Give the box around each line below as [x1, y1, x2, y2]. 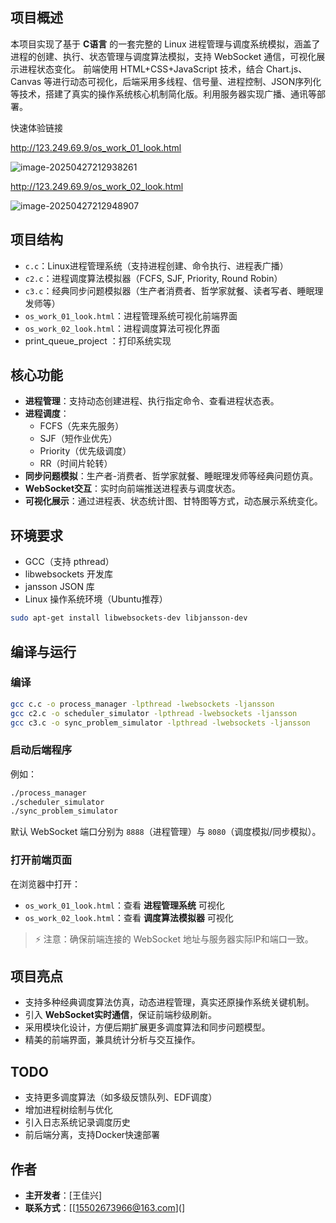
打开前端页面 [10, 853, 73, 867]
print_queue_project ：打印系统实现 [24, 334, 172, 347]
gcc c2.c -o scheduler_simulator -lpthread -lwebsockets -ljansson [10, 708, 298, 718]
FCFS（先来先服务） [39, 420, 125, 432]
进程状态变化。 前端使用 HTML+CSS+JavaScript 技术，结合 [18, 63, 264, 75]
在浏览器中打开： [10, 878, 81, 890]
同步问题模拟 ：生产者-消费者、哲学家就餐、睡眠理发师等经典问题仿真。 [24, 470, 319, 482]
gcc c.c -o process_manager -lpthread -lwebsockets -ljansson [10, 699, 275, 709]
